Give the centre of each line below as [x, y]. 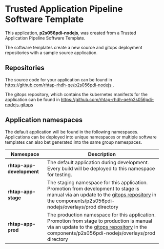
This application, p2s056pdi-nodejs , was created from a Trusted [71, 33]
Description [102, 154]
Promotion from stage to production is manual [100, 221]
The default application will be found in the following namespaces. [72, 132]
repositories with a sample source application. [51, 53]
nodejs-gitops [19, 105]
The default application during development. [98, 162]
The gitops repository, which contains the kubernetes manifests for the [76, 94]
